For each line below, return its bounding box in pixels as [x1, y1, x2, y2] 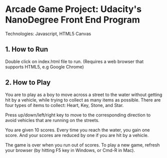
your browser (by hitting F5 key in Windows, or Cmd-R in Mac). [5, 147, 135, 153]
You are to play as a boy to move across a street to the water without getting [5, 91, 162, 97]
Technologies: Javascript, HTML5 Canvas [5, 30, 91, 36]
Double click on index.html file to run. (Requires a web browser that [5, 58, 144, 64]
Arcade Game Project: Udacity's [5, 3, 141, 15]
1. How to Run [5, 45, 48, 53]
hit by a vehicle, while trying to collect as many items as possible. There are [5, 96, 161, 103]
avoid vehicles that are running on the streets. [5, 117, 100, 123]
